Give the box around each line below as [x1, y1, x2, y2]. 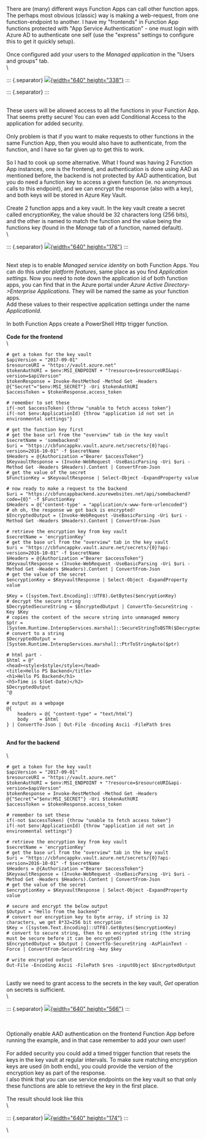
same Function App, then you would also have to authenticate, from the [6, 139, 187, 147]
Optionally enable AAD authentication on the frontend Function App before [6, 1030, 195, 1037]
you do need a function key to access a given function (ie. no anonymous [6, 178, 192, 186]
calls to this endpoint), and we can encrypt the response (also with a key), [6, 185, 193, 192]
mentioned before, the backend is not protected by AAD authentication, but [6, 172, 197, 179]
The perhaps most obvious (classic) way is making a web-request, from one [6, 12, 199, 19]
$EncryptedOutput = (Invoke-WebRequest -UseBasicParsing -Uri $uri [6, 512, 183, 519]
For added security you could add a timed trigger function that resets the [6, 1049, 191, 1057]
